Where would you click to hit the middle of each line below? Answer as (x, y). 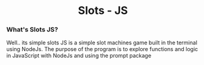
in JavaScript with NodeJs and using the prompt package (79, 56)
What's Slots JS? (32, 30)
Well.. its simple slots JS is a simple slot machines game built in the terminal (102, 43)
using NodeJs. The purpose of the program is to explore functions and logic (102, 49)
